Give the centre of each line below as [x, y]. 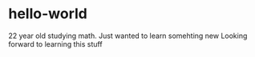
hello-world [48, 14]
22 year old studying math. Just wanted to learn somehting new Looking [128, 36]
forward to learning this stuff [55, 44]
